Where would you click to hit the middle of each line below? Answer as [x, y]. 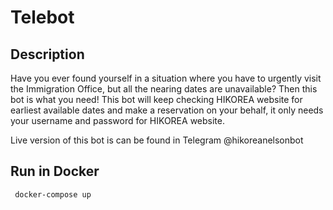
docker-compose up [53, 194]
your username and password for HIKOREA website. [117, 120]
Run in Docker [55, 171]
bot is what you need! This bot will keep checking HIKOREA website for [156, 99]
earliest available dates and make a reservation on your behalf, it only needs [167, 110]
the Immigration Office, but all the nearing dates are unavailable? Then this [164, 89]
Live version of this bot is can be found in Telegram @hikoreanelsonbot [157, 140]
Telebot [42, 17]
